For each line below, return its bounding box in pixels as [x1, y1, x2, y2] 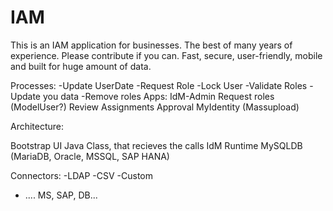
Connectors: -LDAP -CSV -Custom [10, 169, 153, 181]
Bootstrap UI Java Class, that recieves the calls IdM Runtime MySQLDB [10, 139, 303, 151]
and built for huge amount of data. [10, 60, 152, 72]
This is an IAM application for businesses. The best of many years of [10, 39, 293, 51]
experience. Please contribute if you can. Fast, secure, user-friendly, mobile [10, 49, 323, 61]
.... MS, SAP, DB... [24, 189, 98, 201]
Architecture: [10, 120, 65, 132]
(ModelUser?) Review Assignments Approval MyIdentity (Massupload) [10, 101, 300, 113]
